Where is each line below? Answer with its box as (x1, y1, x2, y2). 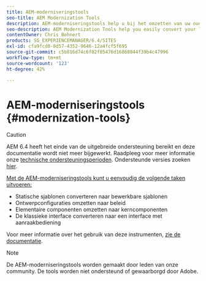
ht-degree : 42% (6, 66, 45, 72)
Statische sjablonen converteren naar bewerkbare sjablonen (15, 193, 168, 200)
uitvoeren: (6, 181, 32, 188)
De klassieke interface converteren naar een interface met (15, 212, 162, 220)
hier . (6, 163, 18, 170)
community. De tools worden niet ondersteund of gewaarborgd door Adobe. (6, 268, 199, 275)
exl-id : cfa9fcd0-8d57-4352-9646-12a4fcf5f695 (6, 44, 128, 50)
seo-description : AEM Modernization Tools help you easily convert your (6, 26, 196, 33)
